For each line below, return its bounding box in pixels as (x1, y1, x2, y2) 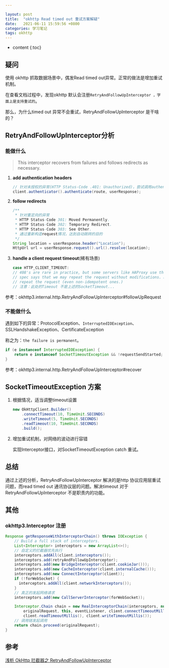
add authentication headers (12, 175, 72, 181)
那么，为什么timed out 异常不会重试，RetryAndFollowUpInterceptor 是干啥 (5, 109, 159, 115)
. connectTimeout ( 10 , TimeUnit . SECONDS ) (22, 412, 106, 417)
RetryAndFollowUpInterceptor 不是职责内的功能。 (5, 489, 108, 495)
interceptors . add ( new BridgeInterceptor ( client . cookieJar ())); (14, 562, 150, 567)
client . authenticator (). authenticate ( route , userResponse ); (12, 189, 141, 194)
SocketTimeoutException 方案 (5, 382, 102, 391)
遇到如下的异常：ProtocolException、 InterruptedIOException (5, 320, 132, 326)
